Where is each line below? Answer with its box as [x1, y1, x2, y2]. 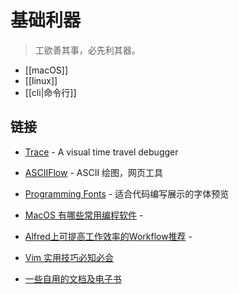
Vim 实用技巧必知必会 [24, 251, 115, 263]
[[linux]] [24, 74, 58, 86]
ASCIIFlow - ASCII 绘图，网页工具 [24, 166, 164, 178]
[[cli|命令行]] [24, 86, 77, 98]
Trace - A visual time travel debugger [24, 146, 179, 158]
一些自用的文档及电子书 [24, 272, 122, 285]
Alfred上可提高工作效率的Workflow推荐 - [24, 230, 193, 242]
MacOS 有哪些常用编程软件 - [24, 209, 144, 221]
